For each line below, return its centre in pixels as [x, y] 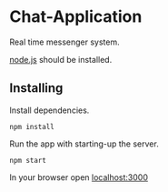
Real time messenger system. [64, 42]
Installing [36, 88]
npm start [28, 160]
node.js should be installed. [61, 59]
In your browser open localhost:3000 [79, 177]
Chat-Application [76, 17]
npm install [32, 126]
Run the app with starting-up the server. [84, 144]
